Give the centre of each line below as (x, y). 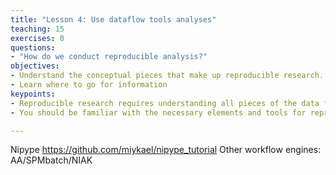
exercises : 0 (37, 38)
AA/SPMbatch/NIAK (51, 160)
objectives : (35, 66)
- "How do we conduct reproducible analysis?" (109, 57)
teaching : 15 (37, 29)
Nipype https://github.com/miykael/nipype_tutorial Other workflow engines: (166, 150)
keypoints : (33, 94)
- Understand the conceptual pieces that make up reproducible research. (167, 76)
